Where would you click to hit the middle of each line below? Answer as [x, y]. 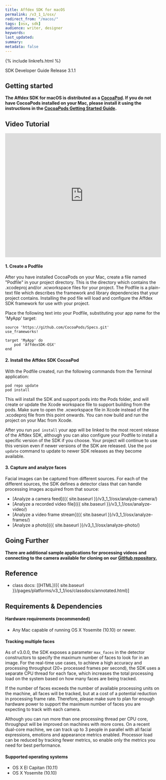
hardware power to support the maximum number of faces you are [73, 704]
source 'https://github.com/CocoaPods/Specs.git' [57, 327]
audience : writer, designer [34, 28]
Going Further [27, 541]
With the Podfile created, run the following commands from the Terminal [79, 371]
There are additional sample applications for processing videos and [76, 552]
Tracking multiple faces [30, 641]
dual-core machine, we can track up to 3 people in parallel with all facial [78, 729]
